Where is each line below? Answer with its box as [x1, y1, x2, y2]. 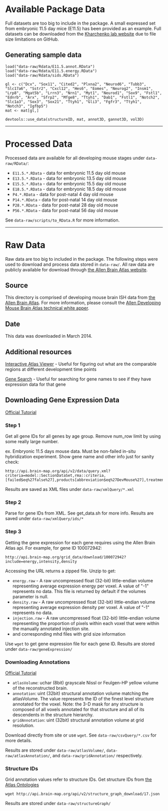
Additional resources [5, 348, 72, 356]
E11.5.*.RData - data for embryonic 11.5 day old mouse [12, 170, 126, 176]
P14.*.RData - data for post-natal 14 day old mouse [12, 196, 117, 202]
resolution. [12, 723, 35, 729]
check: [5, 459, 19, 465]
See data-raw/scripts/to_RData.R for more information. [5, 217, 120, 223]
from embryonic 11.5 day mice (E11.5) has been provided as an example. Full [5, 25, 161, 31]
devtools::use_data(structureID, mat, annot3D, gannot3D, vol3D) [5, 117, 144, 122]
